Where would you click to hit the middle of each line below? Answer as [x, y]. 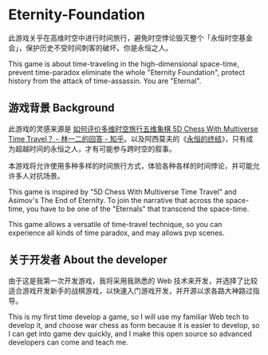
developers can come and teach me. [69, 342]
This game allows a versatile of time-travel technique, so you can [115, 224]
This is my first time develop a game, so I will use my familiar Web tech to [129, 317]
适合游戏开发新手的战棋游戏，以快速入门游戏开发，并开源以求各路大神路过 [130, 290]
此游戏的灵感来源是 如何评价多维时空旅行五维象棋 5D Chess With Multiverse [133, 129]
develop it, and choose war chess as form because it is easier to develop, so [134, 325]
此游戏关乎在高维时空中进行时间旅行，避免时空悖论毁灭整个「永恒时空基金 [130, 38]
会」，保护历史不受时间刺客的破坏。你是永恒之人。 [91, 48]
